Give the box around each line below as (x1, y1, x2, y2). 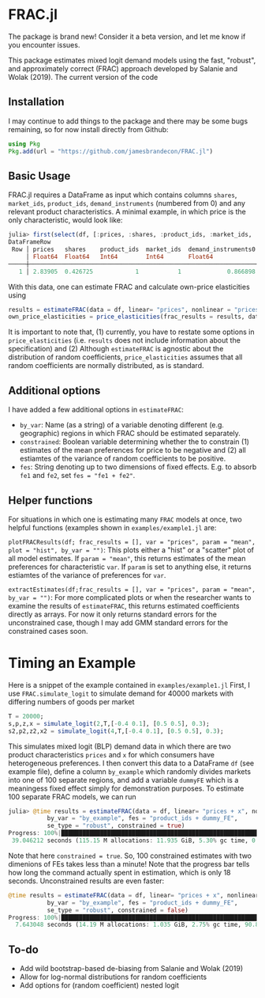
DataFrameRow (8, 238, 51, 246)
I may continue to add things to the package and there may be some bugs (8, 116, 248, 126)
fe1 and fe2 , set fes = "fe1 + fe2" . (19, 471, 136, 480)
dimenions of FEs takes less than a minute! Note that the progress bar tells (8, 859, 250, 868)
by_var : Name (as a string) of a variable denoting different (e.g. (19, 420, 225, 430)
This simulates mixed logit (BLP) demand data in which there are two (8, 742, 231, 751)
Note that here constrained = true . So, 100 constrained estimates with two (8, 851, 252, 860)
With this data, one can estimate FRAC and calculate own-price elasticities (8, 282, 250, 291)
